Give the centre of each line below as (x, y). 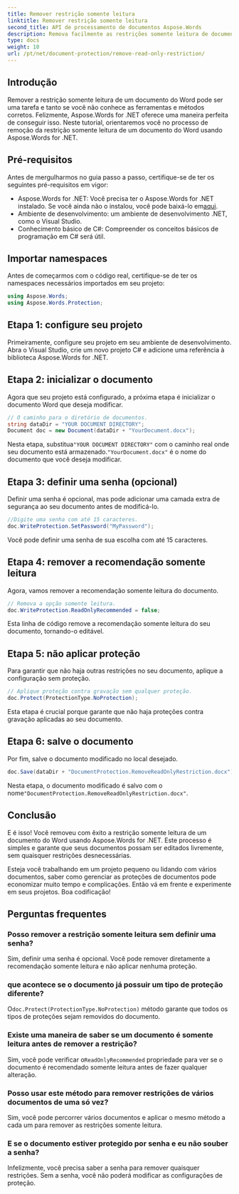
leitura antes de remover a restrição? (72, 1044)
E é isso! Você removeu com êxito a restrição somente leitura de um (107, 832)
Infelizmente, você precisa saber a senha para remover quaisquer (104, 1168)
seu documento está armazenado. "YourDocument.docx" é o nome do (107, 452)
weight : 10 (23, 47)
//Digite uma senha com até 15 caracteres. (73, 520)
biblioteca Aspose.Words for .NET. (58, 357)
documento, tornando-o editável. (56, 632)
